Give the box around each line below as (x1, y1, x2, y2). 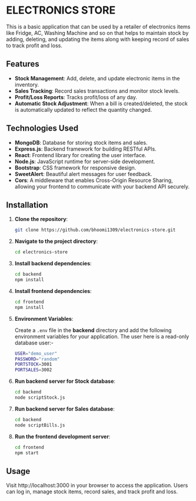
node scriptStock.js (14, 395, 65, 401)
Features (6, 59, 39, 69)
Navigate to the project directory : (14, 238, 98, 245)
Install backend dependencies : (14, 260, 92, 267)
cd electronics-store (14, 249, 68, 255)
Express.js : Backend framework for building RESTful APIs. (14, 145, 157, 152)
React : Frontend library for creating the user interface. (14, 151, 147, 158)
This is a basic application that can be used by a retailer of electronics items (6, 23, 191, 30)
